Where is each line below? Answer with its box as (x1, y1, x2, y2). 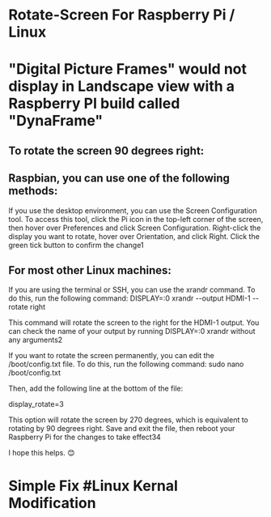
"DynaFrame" (8, 112, 104, 130)
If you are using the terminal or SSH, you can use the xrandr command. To (8, 285, 256, 295)
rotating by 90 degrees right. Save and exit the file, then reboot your (8, 424, 235, 434)
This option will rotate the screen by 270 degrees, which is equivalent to (8, 415, 249, 425)
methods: (8, 184, 58, 198)
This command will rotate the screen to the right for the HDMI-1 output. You (8, 318, 260, 327)
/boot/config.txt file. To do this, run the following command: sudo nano (8, 359, 244, 370)
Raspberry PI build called (8, 95, 180, 113)
